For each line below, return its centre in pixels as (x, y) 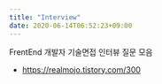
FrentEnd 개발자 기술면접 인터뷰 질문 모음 (81, 52)
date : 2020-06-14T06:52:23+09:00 (71, 26)
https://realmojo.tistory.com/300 (81, 69)
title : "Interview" (45, 17)
